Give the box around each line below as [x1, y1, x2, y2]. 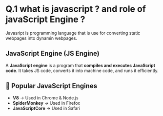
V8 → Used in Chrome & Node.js [12, 94, 79, 101]
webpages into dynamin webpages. [5, 35, 78, 41]
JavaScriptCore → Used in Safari [12, 105, 80, 111]
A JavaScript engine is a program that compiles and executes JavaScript [5, 62, 156, 68]
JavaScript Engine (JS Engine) [5, 49, 100, 58]
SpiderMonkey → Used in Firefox [12, 100, 81, 106]
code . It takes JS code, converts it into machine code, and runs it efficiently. [5, 68, 159, 73]
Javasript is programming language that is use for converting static [5, 30, 141, 36]
